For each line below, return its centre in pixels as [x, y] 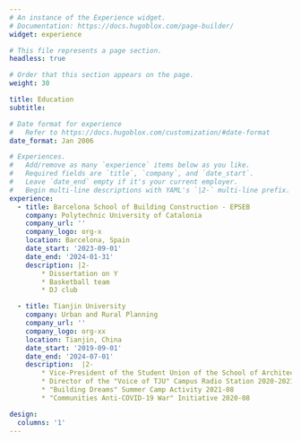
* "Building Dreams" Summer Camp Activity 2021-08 [138, 390]
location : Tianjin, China [74, 340]
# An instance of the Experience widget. [88, 17]
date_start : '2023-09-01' [74, 248]
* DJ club [60, 290]
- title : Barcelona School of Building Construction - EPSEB [134, 207]
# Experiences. [38, 157]
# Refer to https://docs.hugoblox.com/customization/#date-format [140, 132]
